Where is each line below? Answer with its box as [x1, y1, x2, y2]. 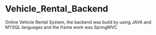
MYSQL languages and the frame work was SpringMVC [5, 24, 117, 30]
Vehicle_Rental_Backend [5, 3, 108, 14]
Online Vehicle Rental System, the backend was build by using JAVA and [5, 19, 152, 25]
